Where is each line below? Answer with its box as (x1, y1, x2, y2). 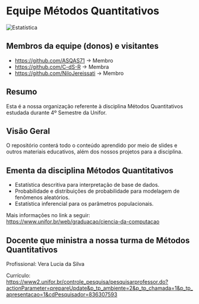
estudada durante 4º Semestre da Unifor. (6, 109, 107, 116)
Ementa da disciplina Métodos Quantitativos (6, 165, 174, 175)
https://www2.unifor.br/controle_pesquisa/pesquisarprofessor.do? (6, 278, 168, 285)
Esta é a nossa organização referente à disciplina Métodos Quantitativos (6, 102, 183, 109)
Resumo (6, 87, 37, 97)
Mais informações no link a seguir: (6, 212, 90, 219)
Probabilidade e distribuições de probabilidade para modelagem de (14, 187, 180, 195)
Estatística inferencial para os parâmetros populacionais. (14, 200, 154, 208)
